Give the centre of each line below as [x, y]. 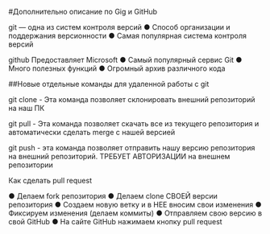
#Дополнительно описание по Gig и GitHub [83, 12]
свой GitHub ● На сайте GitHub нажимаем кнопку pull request [116, 222]
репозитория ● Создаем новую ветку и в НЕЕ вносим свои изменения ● [135, 205]
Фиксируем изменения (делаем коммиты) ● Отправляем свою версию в [135, 213]
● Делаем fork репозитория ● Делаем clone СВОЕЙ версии [113, 196]
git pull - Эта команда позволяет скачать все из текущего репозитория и [134, 123]
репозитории [31, 165]
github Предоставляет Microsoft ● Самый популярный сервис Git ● [125, 60]
